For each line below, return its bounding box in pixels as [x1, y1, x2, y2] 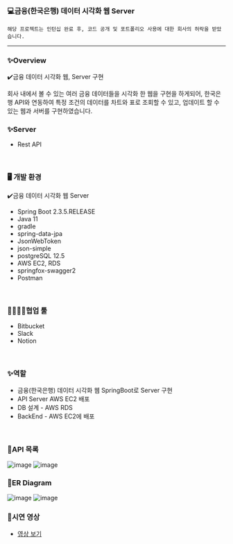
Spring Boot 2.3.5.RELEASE [17, 207, 96, 216]
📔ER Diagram [7, 478, 52, 487]
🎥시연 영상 [7, 512, 40, 522]
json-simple [17, 244, 51, 253]
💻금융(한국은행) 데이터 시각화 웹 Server [7, 6, 135, 15]
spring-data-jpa [17, 230, 63, 238]
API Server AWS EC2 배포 [17, 394, 90, 403]
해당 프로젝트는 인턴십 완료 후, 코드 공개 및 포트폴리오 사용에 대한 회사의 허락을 [7, 26, 209, 33]
